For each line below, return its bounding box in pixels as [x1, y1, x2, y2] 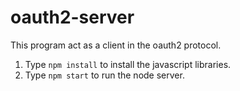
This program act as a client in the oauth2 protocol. [10, 39, 222, 51]
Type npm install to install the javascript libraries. [24, 58, 232, 70]
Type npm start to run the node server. [24, 69, 185, 81]
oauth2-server [10, 6, 135, 29]
